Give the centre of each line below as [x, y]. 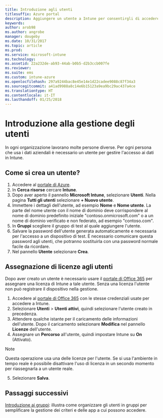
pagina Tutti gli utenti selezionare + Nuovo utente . [63, 200]
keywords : [15, 23]
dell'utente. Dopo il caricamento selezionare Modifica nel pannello [79, 324]
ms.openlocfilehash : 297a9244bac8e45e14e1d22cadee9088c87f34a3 [70, 81]
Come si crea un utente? [42, 173]
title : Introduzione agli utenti [39, 9]
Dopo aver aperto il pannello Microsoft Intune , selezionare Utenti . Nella [84, 195]
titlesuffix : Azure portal [32, 14]
